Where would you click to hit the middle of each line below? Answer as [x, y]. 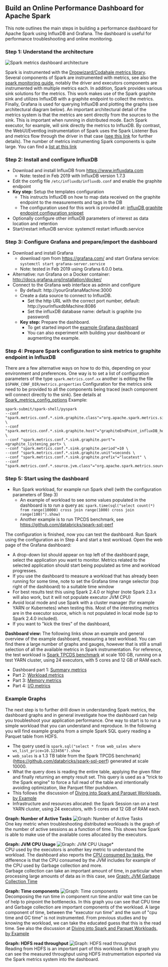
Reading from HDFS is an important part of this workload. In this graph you [82, 948]
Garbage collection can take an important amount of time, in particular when [84, 870]
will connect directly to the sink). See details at [53, 394]
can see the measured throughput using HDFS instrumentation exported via [83, 954]
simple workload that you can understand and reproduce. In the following [81, 725]
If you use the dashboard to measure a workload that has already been [85, 576]
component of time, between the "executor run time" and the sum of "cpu [81, 912]
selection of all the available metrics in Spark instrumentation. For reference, [84, 649]
